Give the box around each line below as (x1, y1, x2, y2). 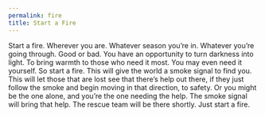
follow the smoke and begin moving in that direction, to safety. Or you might (8, 82, 257, 92)
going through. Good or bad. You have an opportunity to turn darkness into (8, 49, 254, 58)
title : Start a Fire (8, 19, 77, 27)
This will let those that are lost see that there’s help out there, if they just (8, 74, 244, 84)
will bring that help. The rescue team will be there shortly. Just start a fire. (8, 100, 251, 109)
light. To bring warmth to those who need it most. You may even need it (8, 57, 243, 67)
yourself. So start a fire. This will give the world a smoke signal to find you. (8, 66, 252, 75)
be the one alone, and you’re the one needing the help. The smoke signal (8, 91, 248, 100)
